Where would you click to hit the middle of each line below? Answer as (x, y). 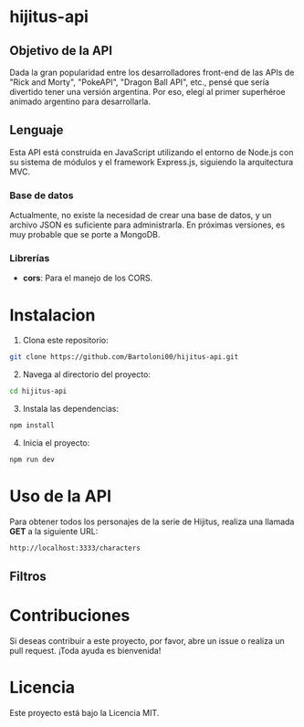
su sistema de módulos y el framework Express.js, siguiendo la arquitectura (152, 162)
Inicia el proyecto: (56, 443)
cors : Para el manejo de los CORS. (88, 278)
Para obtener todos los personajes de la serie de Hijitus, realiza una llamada (152, 522)
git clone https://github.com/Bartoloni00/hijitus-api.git (124, 357)
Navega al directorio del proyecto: (86, 374)
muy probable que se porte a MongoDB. (85, 235)
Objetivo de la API (61, 51)
